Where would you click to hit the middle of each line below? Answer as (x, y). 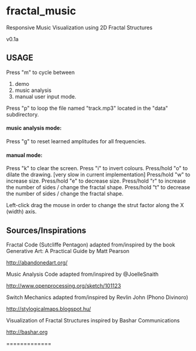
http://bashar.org (27, 332)
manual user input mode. (45, 96)
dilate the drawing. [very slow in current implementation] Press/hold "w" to (98, 175)
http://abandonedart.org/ (37, 262)
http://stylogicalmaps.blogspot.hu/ (49, 309)
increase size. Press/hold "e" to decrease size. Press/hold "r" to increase (96, 181)
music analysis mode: (34, 128)
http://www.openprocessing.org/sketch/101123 (64, 285)
